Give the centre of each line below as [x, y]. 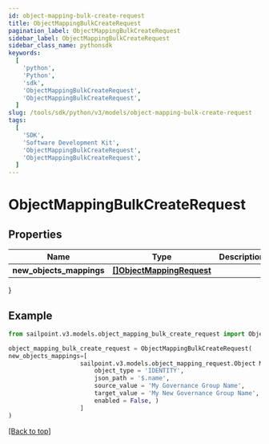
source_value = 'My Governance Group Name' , [170, 386]
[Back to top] [30, 431]
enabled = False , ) [126, 401]
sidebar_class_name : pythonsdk [60, 46]
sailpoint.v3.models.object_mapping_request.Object [168, 363]
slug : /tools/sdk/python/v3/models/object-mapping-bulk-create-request [130, 113]
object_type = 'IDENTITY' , [139, 371]
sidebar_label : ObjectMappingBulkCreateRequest [89, 38]
